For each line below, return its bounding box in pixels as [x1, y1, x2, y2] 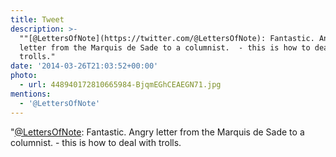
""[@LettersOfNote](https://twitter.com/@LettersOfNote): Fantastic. [19, 33, 315, 43]
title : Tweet [10, 14, 65, 25]
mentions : [10, 89, 52, 99]
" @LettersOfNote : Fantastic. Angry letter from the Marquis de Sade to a [10, 126, 305, 138]
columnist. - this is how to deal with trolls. [10, 136, 182, 148]
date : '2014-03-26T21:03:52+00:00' [10, 61, 159, 71]
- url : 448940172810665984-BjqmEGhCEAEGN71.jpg [19, 80, 222, 90]
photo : [10, 71, 38, 81]
